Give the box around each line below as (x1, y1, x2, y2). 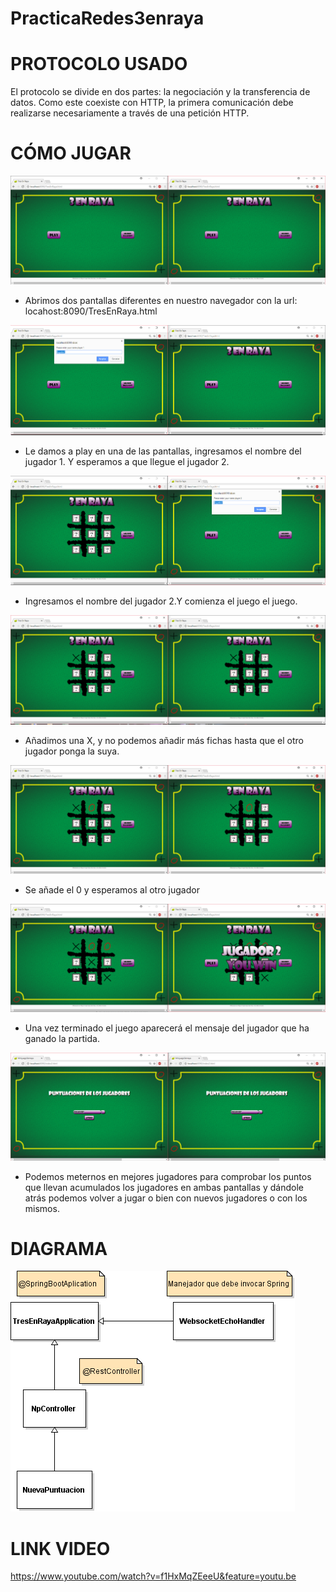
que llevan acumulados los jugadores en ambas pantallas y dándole (24, 1181, 304, 1193)
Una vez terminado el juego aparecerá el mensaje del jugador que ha (24, 1022, 310, 1034)
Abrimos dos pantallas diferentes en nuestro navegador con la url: (24, 295, 298, 307)
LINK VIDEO (10, 1537, 111, 1560)
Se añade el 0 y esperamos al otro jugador (24, 884, 200, 896)
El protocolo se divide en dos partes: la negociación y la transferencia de (10, 86, 311, 98)
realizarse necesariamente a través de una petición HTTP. (10, 107, 250, 119)
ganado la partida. (24, 1033, 100, 1045)
